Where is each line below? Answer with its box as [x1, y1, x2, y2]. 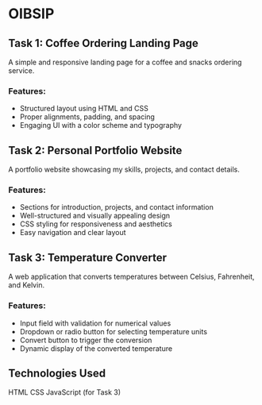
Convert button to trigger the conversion [19, 335, 152, 345]
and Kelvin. [8, 280, 45, 290]
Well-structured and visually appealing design [19, 211, 171, 221]
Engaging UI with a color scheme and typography [19, 121, 183, 130]
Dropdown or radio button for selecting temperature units [19, 326, 208, 336]
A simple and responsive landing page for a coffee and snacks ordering [8, 57, 242, 67]
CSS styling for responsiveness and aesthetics [19, 219, 173, 229]
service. [8, 66, 35, 75]
